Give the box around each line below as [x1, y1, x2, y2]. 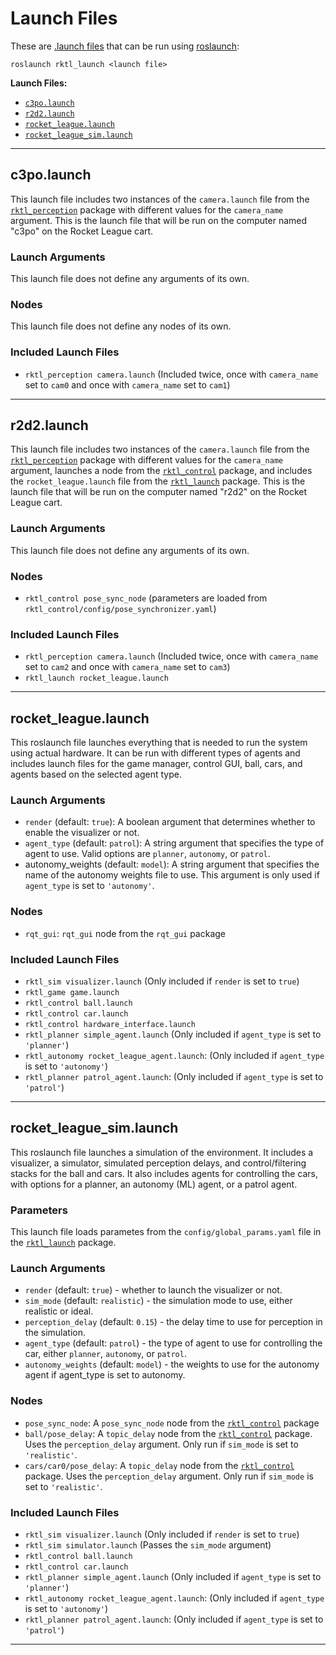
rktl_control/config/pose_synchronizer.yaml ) [24, 603, 217, 615]
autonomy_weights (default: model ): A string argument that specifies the [24, 858, 320, 871]
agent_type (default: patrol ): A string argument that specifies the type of [24, 837, 325, 849]
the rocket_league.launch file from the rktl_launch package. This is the [10, 475, 306, 487]
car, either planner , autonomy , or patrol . [24, 1348, 187, 1360]
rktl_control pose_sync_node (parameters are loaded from [24, 592, 268, 604]
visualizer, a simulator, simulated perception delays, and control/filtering [10, 1157, 307, 1169]
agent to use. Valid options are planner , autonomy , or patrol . [24, 848, 271, 860]
